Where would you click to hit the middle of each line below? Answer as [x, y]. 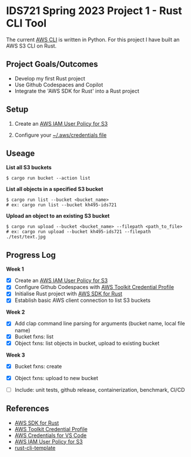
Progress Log [31, 255]
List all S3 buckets [29, 167]
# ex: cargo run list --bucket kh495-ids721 [61, 205]
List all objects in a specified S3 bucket [55, 189]
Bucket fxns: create [38, 366]
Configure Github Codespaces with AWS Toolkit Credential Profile [94, 287]
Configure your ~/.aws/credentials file [61, 135]
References [28, 409]
